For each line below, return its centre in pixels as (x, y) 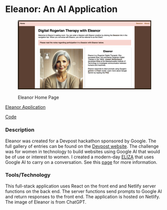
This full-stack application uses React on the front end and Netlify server (80, 186)
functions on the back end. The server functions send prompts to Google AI (83, 191)
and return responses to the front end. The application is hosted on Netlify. (83, 196)
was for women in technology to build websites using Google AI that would (82, 151)
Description (20, 130)
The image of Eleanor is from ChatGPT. (46, 202)
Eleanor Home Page (38, 97)
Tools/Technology (28, 175)
